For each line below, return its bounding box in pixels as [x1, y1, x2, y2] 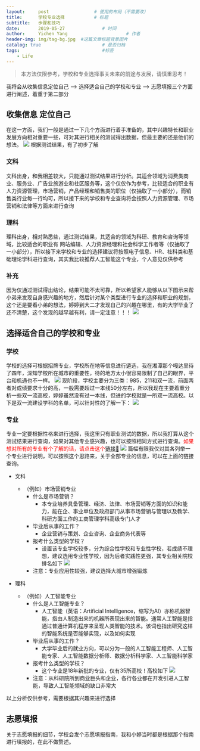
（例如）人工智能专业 [23, 592, 76, 600]
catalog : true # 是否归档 [6, 42, 126, 48]
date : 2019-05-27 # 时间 [6, 25, 117, 32]
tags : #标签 [6, 48, 114, 54]
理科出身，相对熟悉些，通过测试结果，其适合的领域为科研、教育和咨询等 [6, 233, 183, 240]
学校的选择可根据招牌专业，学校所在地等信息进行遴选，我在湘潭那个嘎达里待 [6, 362, 194, 370]
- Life [17, 53, 33, 59]
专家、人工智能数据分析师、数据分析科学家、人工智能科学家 [46, 652, 193, 659]
